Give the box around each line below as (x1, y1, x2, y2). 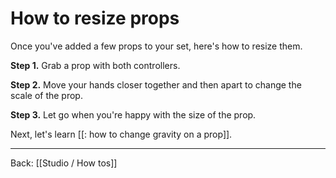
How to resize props (10, 7, 180, 30)
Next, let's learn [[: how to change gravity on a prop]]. (10, 128, 233, 140)
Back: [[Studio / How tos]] (10, 157, 118, 169)
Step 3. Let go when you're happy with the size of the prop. (10, 108, 257, 121)
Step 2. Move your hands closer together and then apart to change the (10, 78, 302, 91)
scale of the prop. (10, 89, 83, 101)
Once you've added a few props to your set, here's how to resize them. (10, 40, 303, 52)
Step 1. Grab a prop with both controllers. (10, 59, 181, 71)
